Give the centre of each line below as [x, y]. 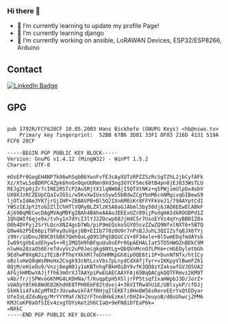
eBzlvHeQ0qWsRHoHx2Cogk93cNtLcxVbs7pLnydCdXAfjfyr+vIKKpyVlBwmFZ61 [105, 261]
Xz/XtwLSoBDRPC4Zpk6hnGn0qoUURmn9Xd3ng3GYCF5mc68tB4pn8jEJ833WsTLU [105, 183]
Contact [25, 69]
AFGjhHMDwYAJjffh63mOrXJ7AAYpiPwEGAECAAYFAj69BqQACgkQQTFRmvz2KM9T [105, 273]
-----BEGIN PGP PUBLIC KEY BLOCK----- [62, 153]
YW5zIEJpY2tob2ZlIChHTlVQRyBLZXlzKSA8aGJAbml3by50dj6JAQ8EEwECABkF [105, 207]
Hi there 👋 [24, 11]
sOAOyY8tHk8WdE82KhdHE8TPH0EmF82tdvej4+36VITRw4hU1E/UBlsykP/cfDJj [105, 285]
